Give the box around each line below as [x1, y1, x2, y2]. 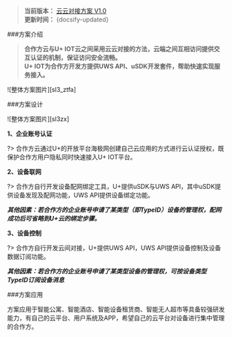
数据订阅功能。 [7, 253, 50, 260]
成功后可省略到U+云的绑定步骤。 [7, 215, 101, 222]
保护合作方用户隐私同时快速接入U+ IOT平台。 [7, 153, 137, 161]
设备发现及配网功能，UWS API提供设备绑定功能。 [12, 191, 154, 199]
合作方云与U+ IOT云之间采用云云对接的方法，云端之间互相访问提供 [23, 45, 214, 53]
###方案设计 [7, 100, 43, 108]
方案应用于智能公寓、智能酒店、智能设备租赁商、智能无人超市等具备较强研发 [7, 305, 225, 313]
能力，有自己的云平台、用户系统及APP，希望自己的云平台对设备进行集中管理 [7, 314, 225, 322]
